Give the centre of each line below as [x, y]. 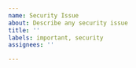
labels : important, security [56, 38]
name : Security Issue [44, 15]
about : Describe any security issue [68, 23]
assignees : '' [31, 45]
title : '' [24, 30]
